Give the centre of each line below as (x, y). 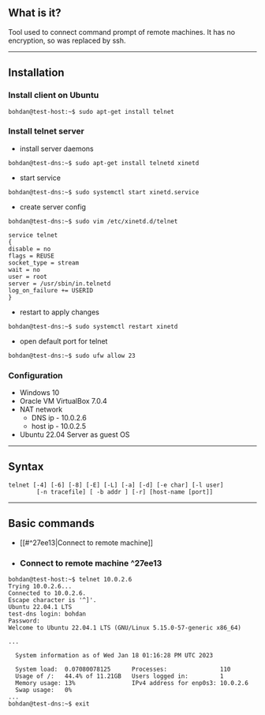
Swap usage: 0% (44, 691)
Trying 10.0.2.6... (40, 587)
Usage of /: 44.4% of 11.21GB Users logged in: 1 (119, 676)
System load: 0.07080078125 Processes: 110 (123, 670)
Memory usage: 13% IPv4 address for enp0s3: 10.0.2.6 (132, 683)
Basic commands (51, 523)
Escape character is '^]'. (52, 600)
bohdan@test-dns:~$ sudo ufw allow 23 (72, 356)
